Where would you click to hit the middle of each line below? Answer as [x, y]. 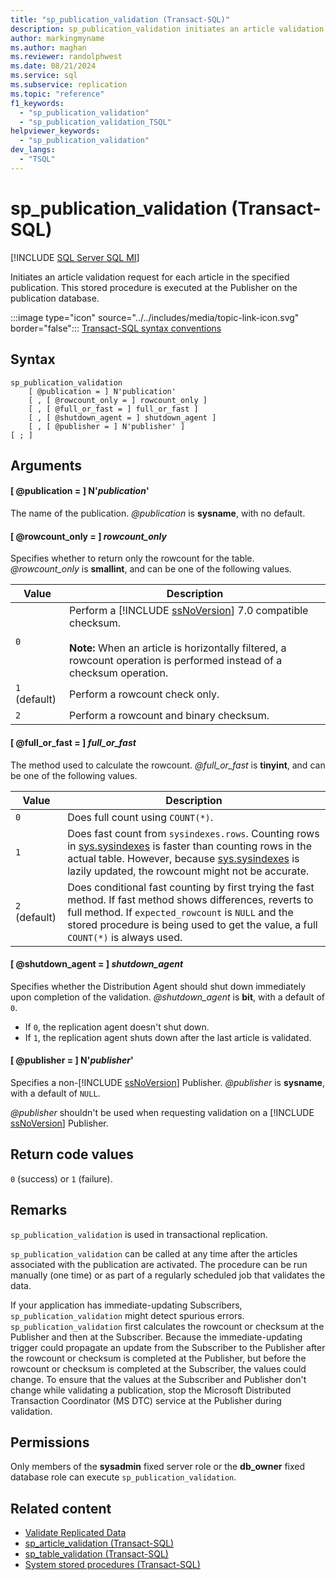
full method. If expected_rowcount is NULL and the [180, 912]
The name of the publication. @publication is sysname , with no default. [158, 513]
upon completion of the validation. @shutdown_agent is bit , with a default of [167, 997]
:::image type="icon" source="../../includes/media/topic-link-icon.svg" [155, 317]
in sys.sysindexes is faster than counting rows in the [190, 846]
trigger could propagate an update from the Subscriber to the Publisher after [168, 1347]
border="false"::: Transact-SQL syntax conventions [116, 328]
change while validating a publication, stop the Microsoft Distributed [151, 1390]
